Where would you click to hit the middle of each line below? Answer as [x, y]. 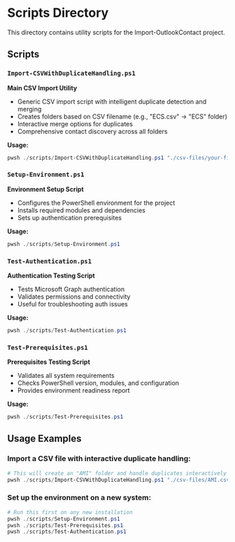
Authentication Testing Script [51, 276]
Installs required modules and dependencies [81, 210]
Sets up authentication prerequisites [70, 217]
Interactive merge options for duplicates [75, 123]
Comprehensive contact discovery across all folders [92, 131]
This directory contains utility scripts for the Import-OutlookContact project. [116, 32]
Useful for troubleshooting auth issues [72, 304]
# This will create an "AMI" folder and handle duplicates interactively [117, 473]
